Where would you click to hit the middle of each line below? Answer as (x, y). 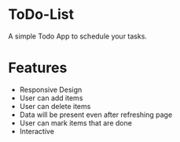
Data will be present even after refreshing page (96, 115)
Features (38, 68)
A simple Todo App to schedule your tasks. (78, 36)
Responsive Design (51, 89)
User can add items (51, 98)
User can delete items (55, 106)
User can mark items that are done (75, 122)
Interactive (37, 131)
